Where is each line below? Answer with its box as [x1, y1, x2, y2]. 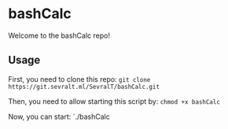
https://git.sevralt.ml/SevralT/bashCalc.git [8, 83, 160, 90]
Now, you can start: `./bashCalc [8, 112, 110, 121]
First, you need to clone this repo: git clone [8, 74, 151, 83]
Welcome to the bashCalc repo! [8, 31, 110, 40]
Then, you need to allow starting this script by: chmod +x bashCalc [8, 96, 220, 106]
